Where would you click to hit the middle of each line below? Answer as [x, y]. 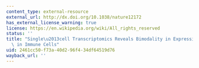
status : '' [20, 34]
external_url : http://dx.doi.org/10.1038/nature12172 [74, 17]
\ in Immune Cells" [36, 45]
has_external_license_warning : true [51, 22]
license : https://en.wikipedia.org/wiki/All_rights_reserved [83, 28]
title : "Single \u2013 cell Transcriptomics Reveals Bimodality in [88, 39]
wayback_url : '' [26, 56]
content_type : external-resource [47, 12]
